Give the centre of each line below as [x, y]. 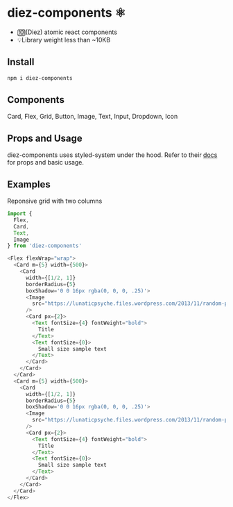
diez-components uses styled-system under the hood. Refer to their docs [112, 155]
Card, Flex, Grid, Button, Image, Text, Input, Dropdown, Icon [93, 117]
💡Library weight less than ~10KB [64, 40]
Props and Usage [45, 138]
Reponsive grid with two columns [55, 201]
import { [20, 214]
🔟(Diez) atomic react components [67, 32]
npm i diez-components [40, 78]
